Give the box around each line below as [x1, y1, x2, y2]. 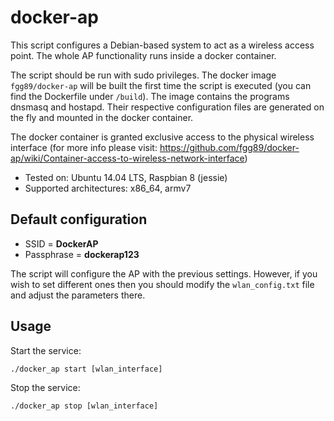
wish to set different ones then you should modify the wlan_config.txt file [10, 278, 315, 290]
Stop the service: [10, 381, 81, 393]
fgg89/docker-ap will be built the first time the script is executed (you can [10, 79, 312, 91]
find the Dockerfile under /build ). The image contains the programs [10, 90, 290, 102]
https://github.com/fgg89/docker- [159, 141, 300, 153]
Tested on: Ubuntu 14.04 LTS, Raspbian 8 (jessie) [24, 171, 228, 183]
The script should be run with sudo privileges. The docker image [10, 69, 277, 81]
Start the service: [10, 344, 82, 356]
